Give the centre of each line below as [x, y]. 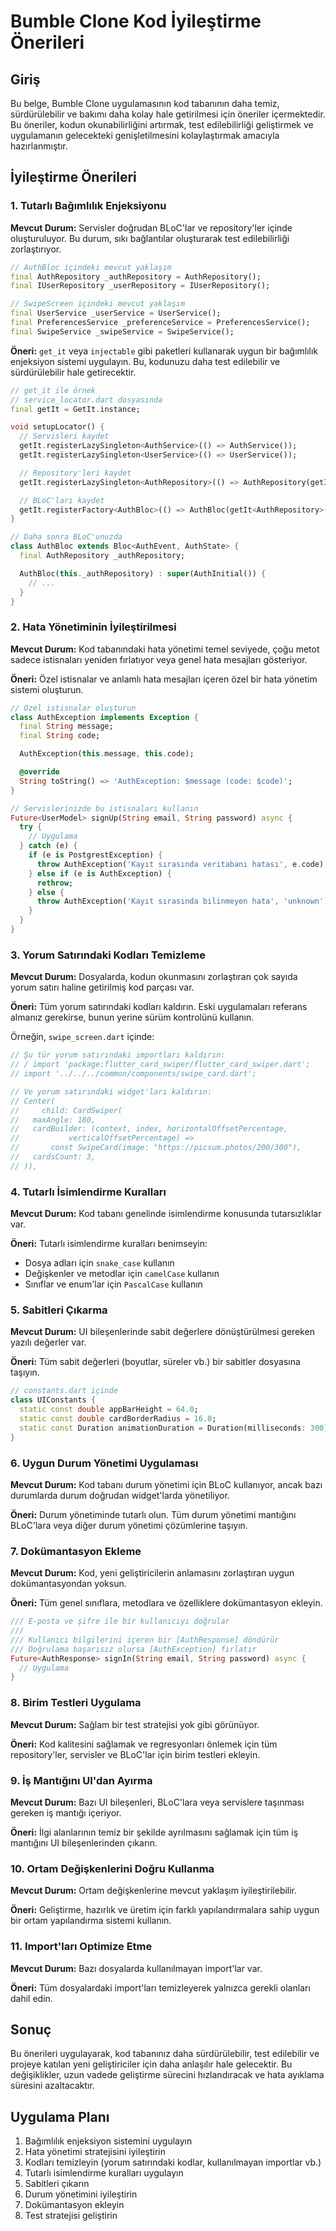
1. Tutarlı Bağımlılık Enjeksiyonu [88, 206]
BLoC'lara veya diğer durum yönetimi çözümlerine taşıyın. [129, 1525]
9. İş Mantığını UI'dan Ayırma [81, 1780]
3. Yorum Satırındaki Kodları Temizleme [108, 955]
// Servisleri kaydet [64, 436]
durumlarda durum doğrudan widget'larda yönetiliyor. [120, 1495]
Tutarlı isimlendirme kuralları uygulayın [104, 2173]
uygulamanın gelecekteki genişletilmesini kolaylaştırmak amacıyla [145, 135]
